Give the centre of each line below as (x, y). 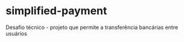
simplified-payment (56, 11)
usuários (17, 33)
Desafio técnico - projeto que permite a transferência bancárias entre (92, 27)
